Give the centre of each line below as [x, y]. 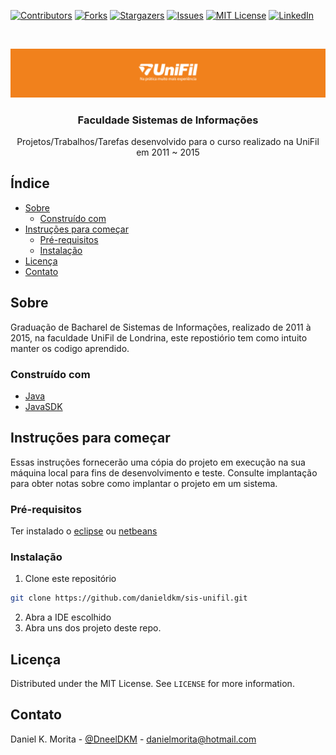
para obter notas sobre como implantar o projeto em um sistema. [144, 483]
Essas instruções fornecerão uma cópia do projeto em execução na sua [158, 462]
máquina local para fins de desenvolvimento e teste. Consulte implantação [164, 472]
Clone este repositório [70, 579]
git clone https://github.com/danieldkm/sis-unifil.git [129, 598]
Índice [30, 183]
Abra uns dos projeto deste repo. [93, 628]
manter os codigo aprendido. [70, 348]
